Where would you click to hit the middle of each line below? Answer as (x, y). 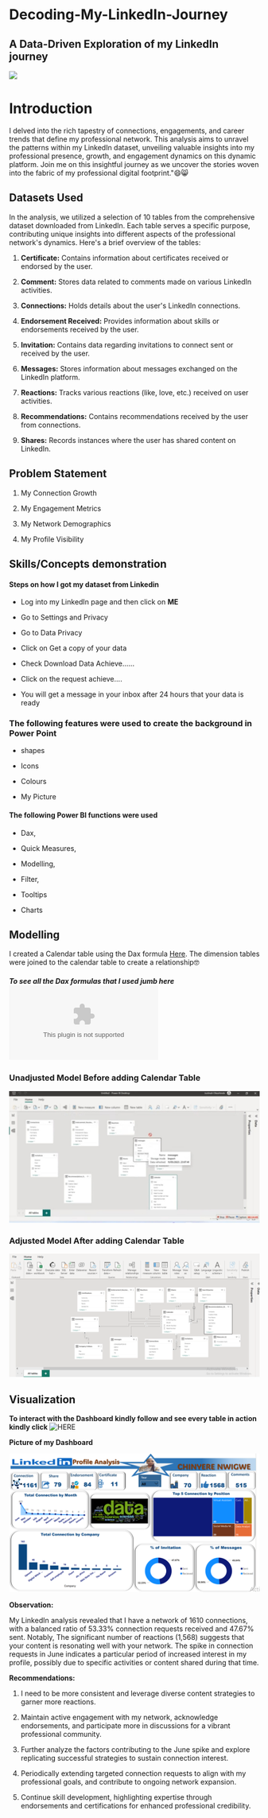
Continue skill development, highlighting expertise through (116, 1797)
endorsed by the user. (56, 266)
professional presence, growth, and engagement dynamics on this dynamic (133, 156)
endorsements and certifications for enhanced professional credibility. (136, 1805)
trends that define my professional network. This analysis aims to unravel (129, 139)
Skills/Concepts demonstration (88, 563)
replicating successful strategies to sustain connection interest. (124, 1758)
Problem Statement (58, 474)
